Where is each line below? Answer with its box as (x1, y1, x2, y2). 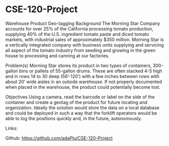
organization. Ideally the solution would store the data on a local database (5, 104, 160, 111)
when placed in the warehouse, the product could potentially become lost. (5, 84, 161, 90)
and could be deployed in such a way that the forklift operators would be (5, 110, 157, 116)
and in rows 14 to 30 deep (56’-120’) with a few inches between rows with (5, 73, 160, 79)
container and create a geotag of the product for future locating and (5, 99, 148, 105)
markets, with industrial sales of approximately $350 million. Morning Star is (5, 36, 164, 43)
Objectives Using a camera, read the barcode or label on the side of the (5, 94, 155, 100)
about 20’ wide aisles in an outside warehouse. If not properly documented (5, 79, 162, 85)
